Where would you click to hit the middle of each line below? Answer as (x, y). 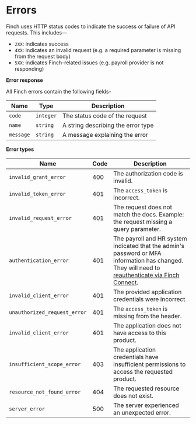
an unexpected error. (142, 412)
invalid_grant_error (37, 177)
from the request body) (43, 56)
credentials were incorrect (149, 299)
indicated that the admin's (149, 246)
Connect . (126, 282)
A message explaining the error (105, 135)
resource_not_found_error (45, 392)
